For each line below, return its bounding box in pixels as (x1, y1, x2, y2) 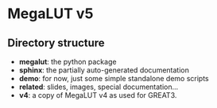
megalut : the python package (18, 57, 117, 66)
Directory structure (7, 36, 105, 50)
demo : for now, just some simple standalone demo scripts (18, 74, 209, 83)
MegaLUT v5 (7, 5, 94, 23)
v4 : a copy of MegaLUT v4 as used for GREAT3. (18, 91, 177, 99)
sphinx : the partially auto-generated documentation (18, 65, 190, 75)
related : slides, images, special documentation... (18, 82, 179, 91)
